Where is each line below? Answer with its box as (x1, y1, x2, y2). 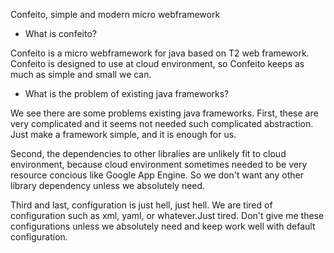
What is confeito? (24, 28, 97, 39)
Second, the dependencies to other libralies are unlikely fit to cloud (10, 148, 287, 159)
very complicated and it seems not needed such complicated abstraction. (10, 118, 314, 129)
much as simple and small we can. (10, 69, 152, 80)
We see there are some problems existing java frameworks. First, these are (10, 107, 319, 119)
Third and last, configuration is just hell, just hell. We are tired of (10, 199, 273, 211)
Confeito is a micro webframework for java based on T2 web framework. (10, 47, 310, 59)
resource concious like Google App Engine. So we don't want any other (10, 169, 304, 181)
